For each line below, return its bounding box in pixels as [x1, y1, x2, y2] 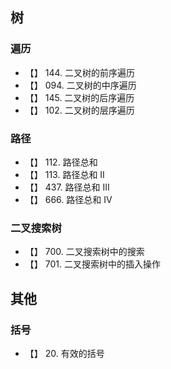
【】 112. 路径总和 [24, 156, 98, 168]
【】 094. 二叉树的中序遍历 [24, 79, 137, 91]
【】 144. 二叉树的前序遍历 [24, 66, 136, 78]
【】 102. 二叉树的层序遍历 [24, 104, 135, 116]
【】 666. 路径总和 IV [24, 193, 113, 205]
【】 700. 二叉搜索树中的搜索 [24, 246, 145, 258]
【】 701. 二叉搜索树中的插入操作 [24, 258, 161, 270]
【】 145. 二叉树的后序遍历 [24, 91, 135, 103]
